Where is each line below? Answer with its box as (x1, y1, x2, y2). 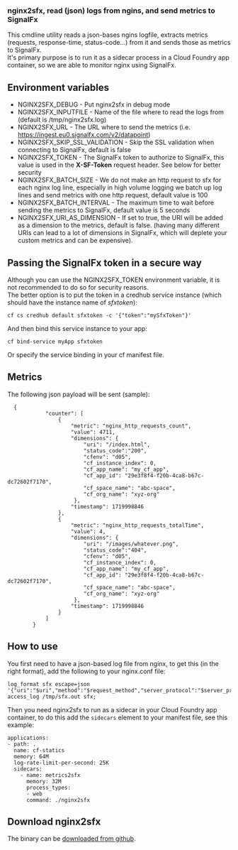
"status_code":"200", (83, 447, 147, 454)
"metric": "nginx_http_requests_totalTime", (70, 521, 204, 529)
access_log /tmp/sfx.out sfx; (7, 693, 97, 700)
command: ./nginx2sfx (25, 796, 91, 804)
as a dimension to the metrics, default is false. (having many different (17, 221, 220, 229)
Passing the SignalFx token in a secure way (7, 256, 202, 268)
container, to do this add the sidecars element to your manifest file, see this (7, 713, 228, 721)
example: (7, 720, 34, 729)
